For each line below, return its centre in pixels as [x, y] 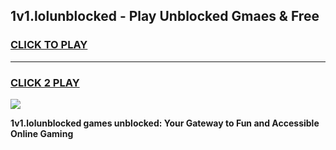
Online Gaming [42, 133]
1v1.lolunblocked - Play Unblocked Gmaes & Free [165, 16]
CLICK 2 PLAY [45, 82]
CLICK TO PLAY [49, 45]
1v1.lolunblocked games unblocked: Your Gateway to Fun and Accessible [165, 123]
